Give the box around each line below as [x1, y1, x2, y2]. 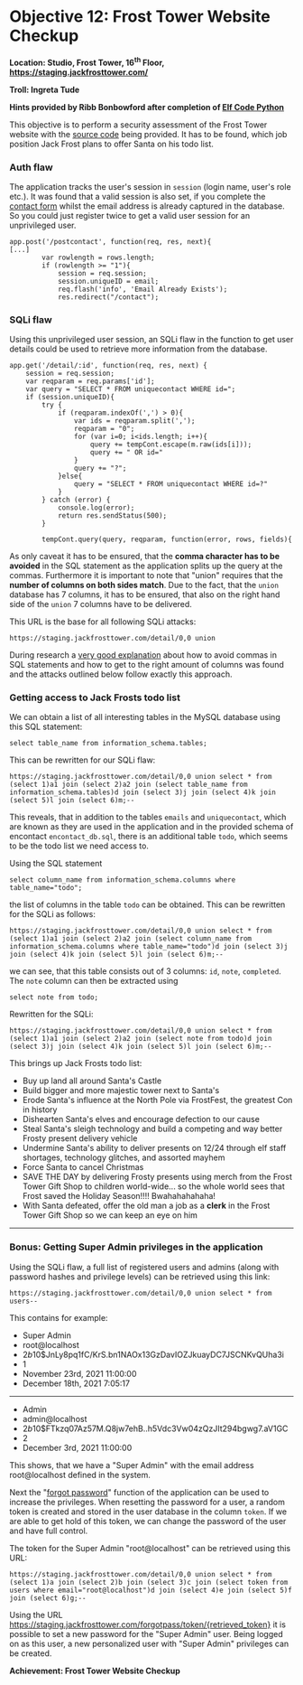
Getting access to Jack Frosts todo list [9, 691, 180, 704]
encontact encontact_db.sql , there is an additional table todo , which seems [9, 831, 289, 842]
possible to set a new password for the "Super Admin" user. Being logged [9, 1628, 283, 1639]
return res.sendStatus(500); [57, 511, 168, 520]
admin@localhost [22, 1413, 87, 1424]
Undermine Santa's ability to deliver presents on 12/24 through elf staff [22, 1143, 287, 1154]
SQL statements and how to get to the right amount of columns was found [9, 660, 284, 670]
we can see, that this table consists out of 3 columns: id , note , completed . [9, 966, 281, 977]
